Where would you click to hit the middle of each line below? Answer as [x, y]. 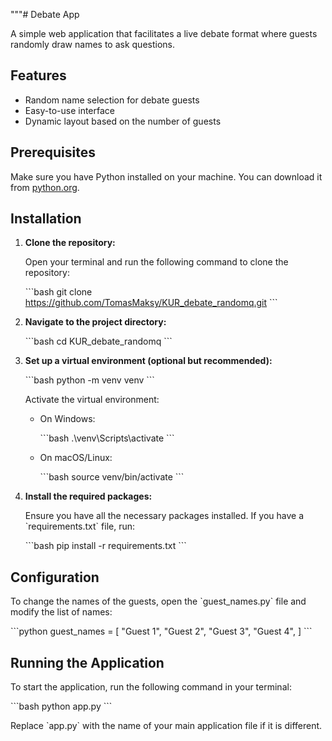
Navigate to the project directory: [95, 322]
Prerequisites [53, 152]
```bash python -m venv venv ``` [89, 380]
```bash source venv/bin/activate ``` [112, 477]
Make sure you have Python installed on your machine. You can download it [166, 176]
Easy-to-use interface [70, 110]
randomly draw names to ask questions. [92, 44]
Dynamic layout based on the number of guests [123, 121]
